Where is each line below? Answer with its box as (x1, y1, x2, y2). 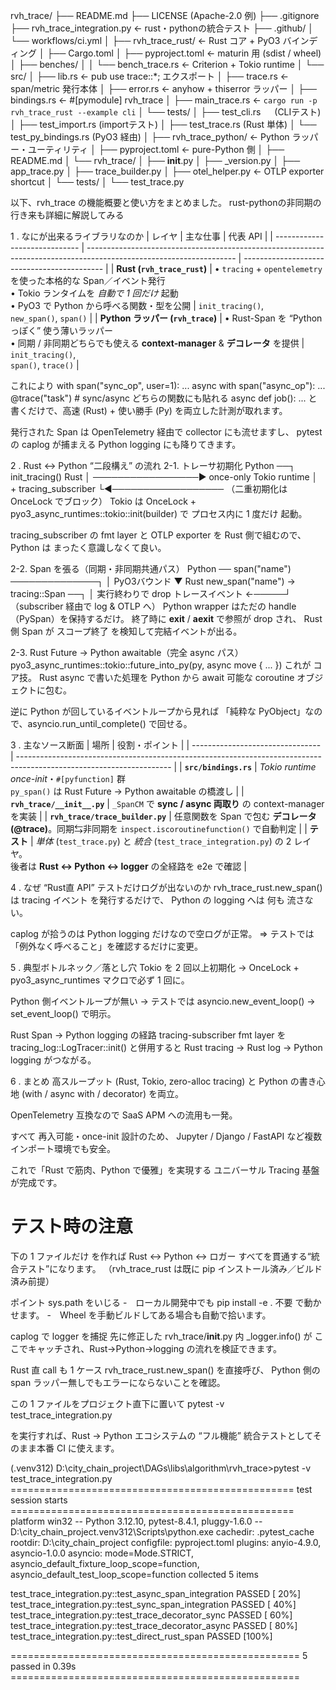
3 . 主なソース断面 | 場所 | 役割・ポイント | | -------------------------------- (10, 739, 322, 751)
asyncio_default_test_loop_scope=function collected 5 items (10, 1568, 259, 1580)
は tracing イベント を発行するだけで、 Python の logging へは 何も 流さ (10, 894, 305, 906)
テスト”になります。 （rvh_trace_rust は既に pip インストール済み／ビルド (18, 1262, 323, 1274)
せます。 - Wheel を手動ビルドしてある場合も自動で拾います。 (10, 1309, 272, 1321)
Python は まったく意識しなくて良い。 (10, 542, 167, 553)
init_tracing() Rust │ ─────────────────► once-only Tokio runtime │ (10, 471, 318, 483)
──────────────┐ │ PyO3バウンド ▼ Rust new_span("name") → (10, 575, 296, 587)
